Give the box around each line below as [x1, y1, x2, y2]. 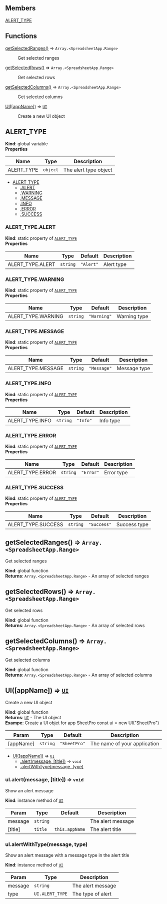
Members [5, 4, 36, 13]
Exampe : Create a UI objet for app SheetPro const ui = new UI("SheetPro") [5, 720, 159, 726]
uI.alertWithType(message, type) [5, 841, 88, 848]
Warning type [116, 313, 148, 320]
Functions [5, 32, 37, 41]
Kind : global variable [5, 141, 48, 147]
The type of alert [72, 890, 111, 897]
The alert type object [63, 166, 112, 173]
